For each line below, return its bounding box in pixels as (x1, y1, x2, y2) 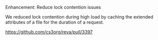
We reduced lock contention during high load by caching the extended (5, 14, 154, 19)
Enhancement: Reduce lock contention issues (5, 4, 101, 10)
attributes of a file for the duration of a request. (5, 19, 104, 25)
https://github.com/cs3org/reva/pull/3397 (5, 29, 93, 34)
